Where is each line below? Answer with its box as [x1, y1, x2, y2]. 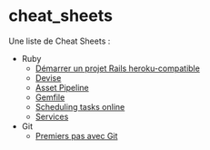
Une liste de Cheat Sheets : [8, 35, 111, 46]
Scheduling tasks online [35, 101, 125, 112]
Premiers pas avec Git [35, 130, 118, 141]
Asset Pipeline [35, 82, 89, 93]
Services [35, 111, 69, 122]
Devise [35, 72, 62, 83]
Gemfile [35, 92, 65, 103]
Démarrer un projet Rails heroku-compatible [35, 63, 201, 74]
